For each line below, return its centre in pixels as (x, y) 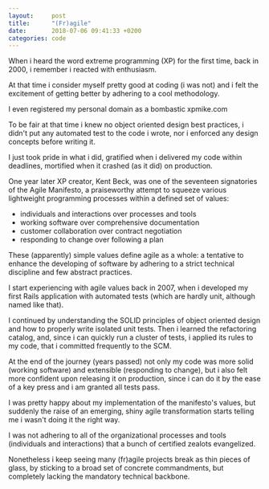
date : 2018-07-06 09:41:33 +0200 (75, 31)
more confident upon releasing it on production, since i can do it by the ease (134, 379)
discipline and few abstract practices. (70, 272)
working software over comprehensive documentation (110, 222)
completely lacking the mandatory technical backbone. (99, 477)
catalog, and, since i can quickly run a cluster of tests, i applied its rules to (131, 337)
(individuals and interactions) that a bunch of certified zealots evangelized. (132, 444)
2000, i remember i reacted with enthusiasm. (82, 70)
